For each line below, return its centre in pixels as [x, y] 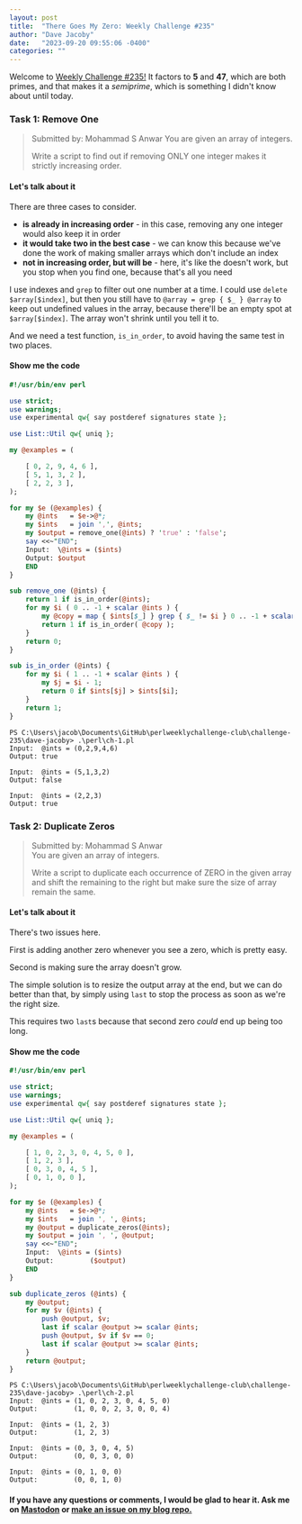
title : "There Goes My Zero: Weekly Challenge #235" [112, 26]
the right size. [35, 1004]
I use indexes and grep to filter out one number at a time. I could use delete [148, 289]
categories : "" [38, 51]
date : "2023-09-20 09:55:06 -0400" [80, 43]
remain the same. [63, 892]
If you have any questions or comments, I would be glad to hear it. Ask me [150, 1500]
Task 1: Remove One [54, 120]
